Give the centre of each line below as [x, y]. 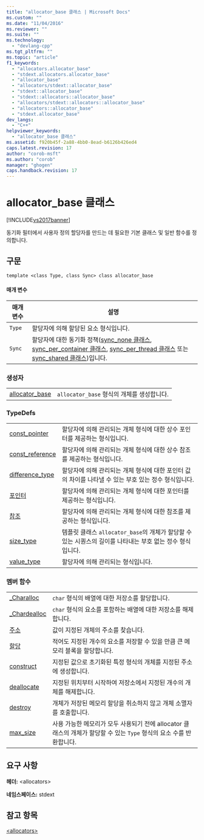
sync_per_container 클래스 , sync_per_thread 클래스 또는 [110, 349]
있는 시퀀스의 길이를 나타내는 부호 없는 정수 [120, 541]
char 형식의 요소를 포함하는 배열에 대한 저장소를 [117, 609]
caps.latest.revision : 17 [39, 148]
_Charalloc [24, 597]
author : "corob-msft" [34, 154]
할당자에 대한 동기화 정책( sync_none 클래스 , [92, 340]
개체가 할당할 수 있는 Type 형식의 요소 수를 [127, 733]
